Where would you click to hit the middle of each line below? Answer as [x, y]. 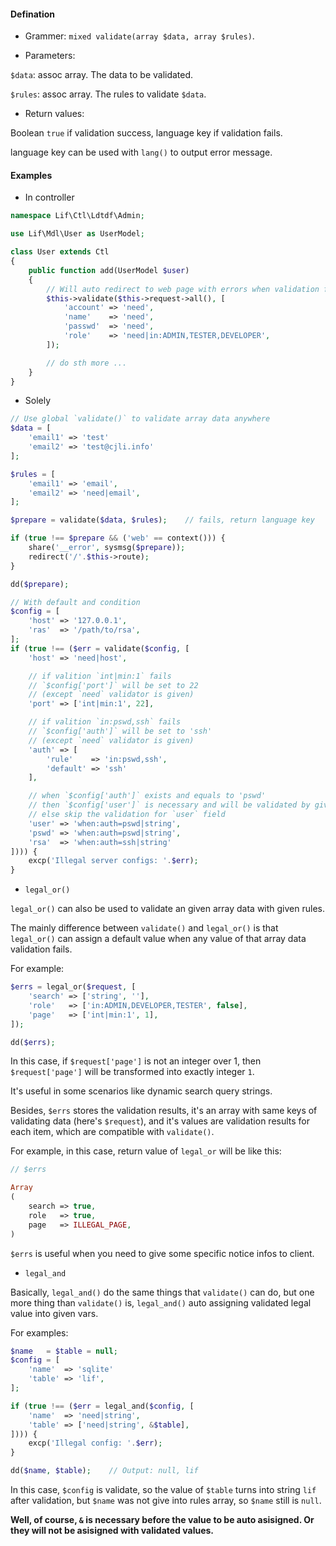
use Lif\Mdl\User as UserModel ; [77, 234]
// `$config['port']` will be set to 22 [113, 685]
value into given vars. [54, 1313]
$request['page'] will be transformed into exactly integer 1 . [132, 1072]
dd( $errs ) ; [33, 1042]
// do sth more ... [87, 363]
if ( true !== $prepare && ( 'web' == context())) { [118, 538]
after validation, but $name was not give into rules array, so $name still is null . [166, 1501]
